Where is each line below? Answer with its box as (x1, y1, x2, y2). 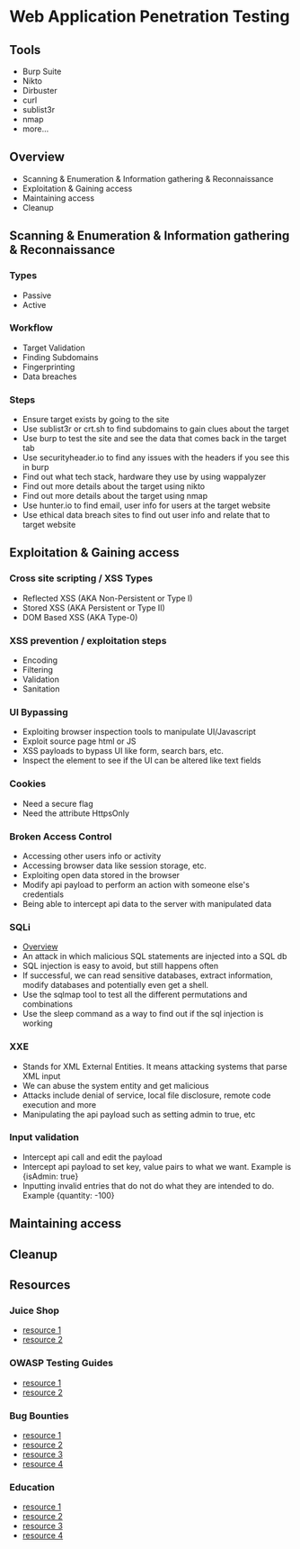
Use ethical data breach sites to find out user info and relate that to (22, 510, 270, 521)
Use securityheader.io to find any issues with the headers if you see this (22, 452, 290, 463)
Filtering (22, 665, 54, 675)
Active (22, 299, 47, 310)
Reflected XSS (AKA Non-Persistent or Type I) (22, 593, 193, 603)
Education (9, 1481, 56, 1493)
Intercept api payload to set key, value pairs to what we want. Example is (22, 1161, 292, 1172)
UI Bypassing (9, 706, 69, 718)
